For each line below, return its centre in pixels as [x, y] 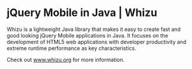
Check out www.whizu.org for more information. [66, 59]
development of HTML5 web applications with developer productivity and [97, 42]
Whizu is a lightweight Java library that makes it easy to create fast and [94, 29]
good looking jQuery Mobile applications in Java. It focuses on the [87, 35]
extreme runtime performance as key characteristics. [72, 48]
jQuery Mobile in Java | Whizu [82, 13]
